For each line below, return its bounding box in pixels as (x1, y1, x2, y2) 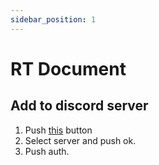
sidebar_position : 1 (10, 14, 97, 25)
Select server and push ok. (24, 134, 137, 146)
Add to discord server (10, 97, 149, 115)
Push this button (24, 124, 93, 136)
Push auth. (24, 145, 70, 157)
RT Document (10, 57, 127, 80)
